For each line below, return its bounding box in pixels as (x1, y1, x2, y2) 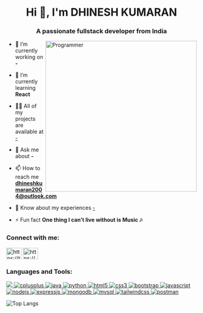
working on (14, 54, 43, 61)
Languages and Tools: (6, 267, 72, 276)
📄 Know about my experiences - (14, 204, 95, 212)
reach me (14, 173, 39, 180)
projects (14, 115, 36, 122)
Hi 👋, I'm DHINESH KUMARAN (26, 5, 177, 19)
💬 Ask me (14, 146, 39, 153)
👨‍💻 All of (14, 103, 37, 110)
